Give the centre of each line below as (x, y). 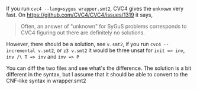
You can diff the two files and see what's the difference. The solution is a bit (99, 68)
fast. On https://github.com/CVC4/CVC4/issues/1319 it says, (80, 15)
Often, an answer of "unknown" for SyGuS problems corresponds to (104, 26)
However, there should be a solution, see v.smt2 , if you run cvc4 (84, 44)
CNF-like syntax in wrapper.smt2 (46, 81)
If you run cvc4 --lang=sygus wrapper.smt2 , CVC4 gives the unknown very (95, 9)
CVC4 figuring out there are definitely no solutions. (83, 33)
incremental (21, 51)
